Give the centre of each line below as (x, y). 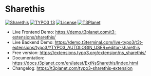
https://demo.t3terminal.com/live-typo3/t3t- (99, 42)
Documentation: (28, 57)
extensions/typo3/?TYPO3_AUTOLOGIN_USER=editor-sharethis (76, 47)
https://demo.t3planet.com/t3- (86, 32)
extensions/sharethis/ (34, 37)
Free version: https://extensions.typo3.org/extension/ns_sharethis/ (79, 53)
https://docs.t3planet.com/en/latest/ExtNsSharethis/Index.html (75, 63)
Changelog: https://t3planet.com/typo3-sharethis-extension (72, 68)
